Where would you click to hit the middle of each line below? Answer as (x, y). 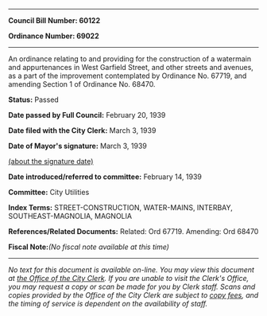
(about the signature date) (51, 161)
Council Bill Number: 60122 (54, 20)
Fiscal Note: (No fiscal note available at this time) (89, 247)
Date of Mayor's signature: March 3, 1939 (77, 146)
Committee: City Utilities (49, 192)
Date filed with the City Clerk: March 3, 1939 (82, 131)
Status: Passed (34, 99)
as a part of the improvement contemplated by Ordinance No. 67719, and (128, 76)
